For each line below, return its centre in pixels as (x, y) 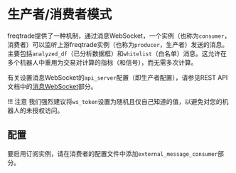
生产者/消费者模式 (60, 15)
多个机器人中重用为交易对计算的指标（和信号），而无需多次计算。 (102, 62)
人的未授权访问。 (38, 110)
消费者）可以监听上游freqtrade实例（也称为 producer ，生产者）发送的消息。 (118, 44)
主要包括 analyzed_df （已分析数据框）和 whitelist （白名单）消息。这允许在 (117, 53)
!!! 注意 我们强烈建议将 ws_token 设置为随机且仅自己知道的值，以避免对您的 (115, 101)
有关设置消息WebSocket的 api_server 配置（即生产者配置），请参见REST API (118, 77)
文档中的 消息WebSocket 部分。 (52, 86)
